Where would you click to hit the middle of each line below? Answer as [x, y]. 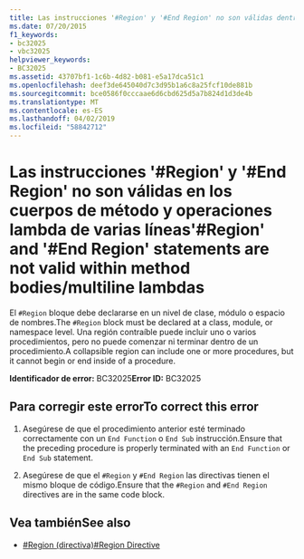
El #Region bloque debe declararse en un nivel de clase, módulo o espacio [147, 313]
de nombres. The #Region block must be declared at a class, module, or [141, 322]
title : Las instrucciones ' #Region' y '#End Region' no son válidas [141, 18]
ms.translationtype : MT [54, 102]
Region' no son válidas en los [121, 192]
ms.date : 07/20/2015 [48, 26]
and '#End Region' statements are [139, 249]
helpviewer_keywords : [50, 60]
